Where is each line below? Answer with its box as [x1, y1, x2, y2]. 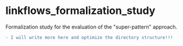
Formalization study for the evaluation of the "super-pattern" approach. [5, 23, 178, 30]
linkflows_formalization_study [5, 4, 156, 17]
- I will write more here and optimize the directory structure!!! [5, 34, 174, 40]
